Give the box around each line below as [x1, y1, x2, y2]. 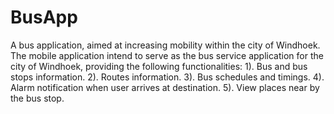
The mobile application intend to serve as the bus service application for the [10, 49, 324, 61]
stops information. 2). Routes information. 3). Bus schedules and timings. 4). [10, 71, 325, 83]
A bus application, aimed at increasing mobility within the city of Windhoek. [10, 39, 321, 51]
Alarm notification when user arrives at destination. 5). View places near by [10, 81, 320, 93]
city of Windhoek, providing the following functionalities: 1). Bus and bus [10, 60, 308, 72]
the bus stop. [10, 92, 65, 104]
